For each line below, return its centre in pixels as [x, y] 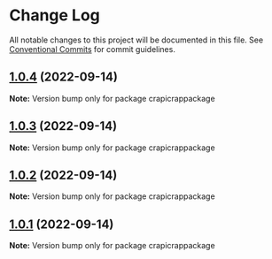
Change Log [54, 15]
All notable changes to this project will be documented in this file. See [136, 40]
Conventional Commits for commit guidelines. [92, 49]
